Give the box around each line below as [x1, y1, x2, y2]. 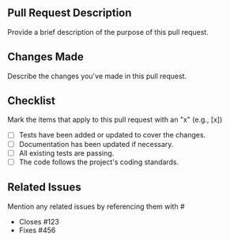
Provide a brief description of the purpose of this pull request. [7, 27, 209, 36]
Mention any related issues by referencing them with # [7, 201, 185, 211]
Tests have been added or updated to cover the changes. [18, 130, 206, 140]
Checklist [7, 94, 56, 107]
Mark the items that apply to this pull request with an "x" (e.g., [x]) [7, 115, 223, 125]
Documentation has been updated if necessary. [18, 139, 174, 149]
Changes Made [7, 51, 84, 64]
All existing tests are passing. [18, 148, 115, 157]
